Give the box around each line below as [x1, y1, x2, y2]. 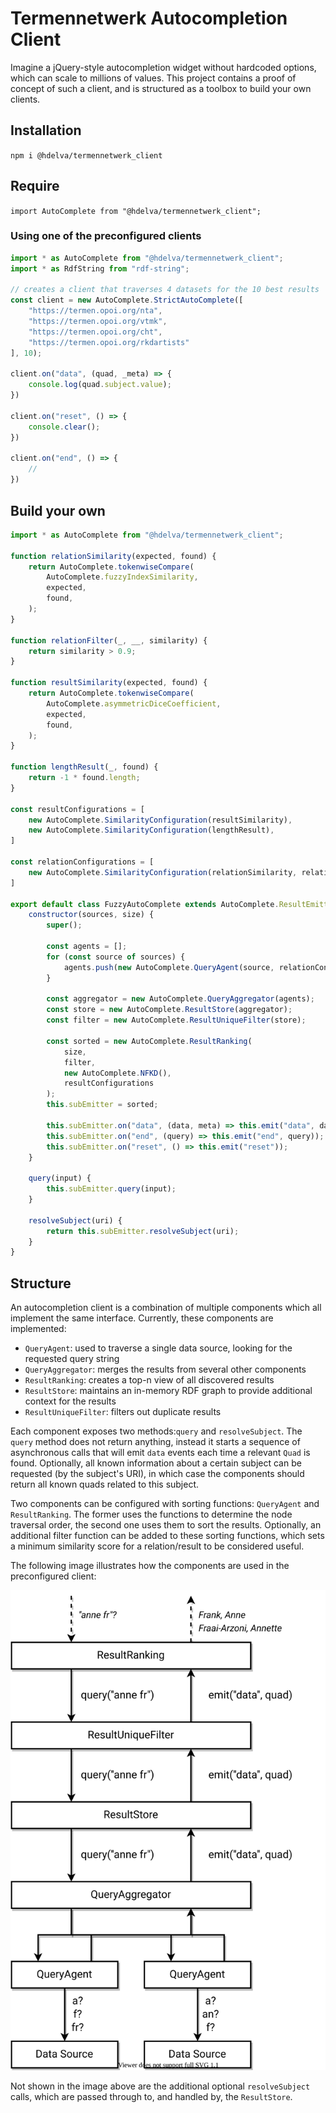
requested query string [24, 1353, 120, 1365]
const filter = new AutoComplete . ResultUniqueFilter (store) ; [46, 1015, 307, 1026]
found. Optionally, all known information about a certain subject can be [10, 1457, 302, 1469]
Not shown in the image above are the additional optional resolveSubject [10, 2080, 311, 2092]
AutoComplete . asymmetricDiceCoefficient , [46, 698, 222, 709]
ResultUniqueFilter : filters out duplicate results [24, 1406, 222, 1418]
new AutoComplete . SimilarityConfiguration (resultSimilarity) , [28, 815, 293, 825]
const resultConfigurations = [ [10, 804, 145, 814]
